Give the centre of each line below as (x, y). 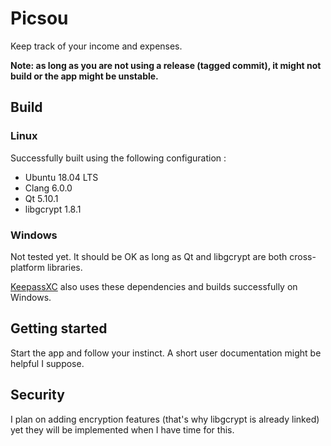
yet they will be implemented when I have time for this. (122, 429)
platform (27, 267)
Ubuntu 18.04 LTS (61, 177)
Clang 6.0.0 (48, 188)
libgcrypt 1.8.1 (53, 209)
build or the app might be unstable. (84, 76)
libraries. (64, 267)
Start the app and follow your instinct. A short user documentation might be (166, 353)
